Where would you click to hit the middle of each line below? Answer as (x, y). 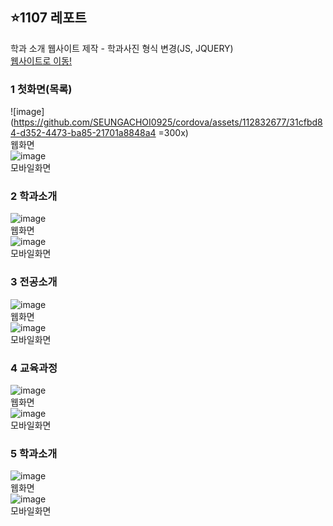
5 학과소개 (34, 453)
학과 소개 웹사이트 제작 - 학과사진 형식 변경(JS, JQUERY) (122, 48)
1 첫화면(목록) (41, 89)
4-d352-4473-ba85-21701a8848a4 (83, 133)
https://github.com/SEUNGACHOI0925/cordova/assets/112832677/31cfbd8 (168, 122)
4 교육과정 (34, 368)
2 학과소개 (34, 196)
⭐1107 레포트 (48, 18)
